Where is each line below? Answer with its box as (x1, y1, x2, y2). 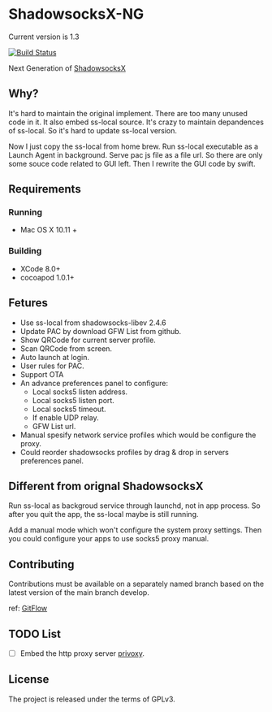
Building (8, 245, 42, 257)
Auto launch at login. (19, 352, 89, 362)
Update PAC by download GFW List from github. (19, 326, 182, 336)
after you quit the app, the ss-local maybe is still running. (8, 510, 199, 519)
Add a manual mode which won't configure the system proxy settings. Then (8, 525, 262, 535)
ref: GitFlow (8, 603, 48, 614)
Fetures (8, 296, 49, 310)
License (8, 672, 50, 687)
